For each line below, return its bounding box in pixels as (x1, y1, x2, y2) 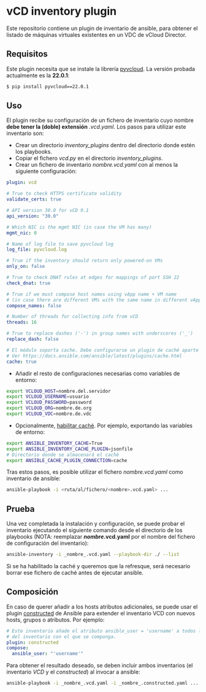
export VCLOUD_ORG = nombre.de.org (6, 405, 92, 411)
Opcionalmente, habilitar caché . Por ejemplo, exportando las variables (15, 422, 193, 429)
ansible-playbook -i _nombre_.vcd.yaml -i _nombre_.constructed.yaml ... (6, 680, 199, 686)
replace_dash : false (6, 336, 59, 343)
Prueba (6, 504, 35, 514)
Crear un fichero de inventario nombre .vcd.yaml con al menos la (15, 161, 178, 169)
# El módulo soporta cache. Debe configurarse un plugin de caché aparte (6, 347, 199, 353)
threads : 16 (6, 319, 37, 325)
